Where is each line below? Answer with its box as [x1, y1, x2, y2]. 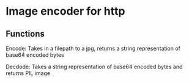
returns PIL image [6, 70, 50, 77]
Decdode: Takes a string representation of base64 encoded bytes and [6, 63, 183, 70]
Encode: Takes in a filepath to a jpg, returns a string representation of [6, 45, 181, 52]
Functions [6, 29, 45, 39]
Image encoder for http [6, 4, 125, 18]
